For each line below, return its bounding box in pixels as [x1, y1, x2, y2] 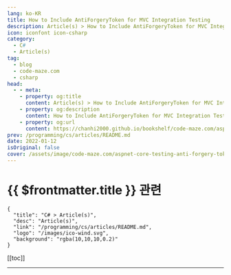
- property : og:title [19, 93, 81, 100]
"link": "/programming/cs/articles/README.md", [13, 223, 153, 230]
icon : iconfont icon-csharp [7, 29, 88, 36]
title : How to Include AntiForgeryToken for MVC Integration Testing [7, 16, 211, 23]
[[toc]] [7, 254, 25, 262]
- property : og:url [19, 118, 76, 126]
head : [7, 80, 23, 87]
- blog [13, 61, 32, 68]
